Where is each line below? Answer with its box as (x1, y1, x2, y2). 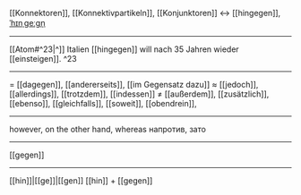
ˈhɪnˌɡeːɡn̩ (9, 18, 47, 28)
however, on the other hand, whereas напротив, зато (9, 124, 206, 134)
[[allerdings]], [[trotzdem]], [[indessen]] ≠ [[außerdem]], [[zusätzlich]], (9, 89, 270, 99)
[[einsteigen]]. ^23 (9, 54, 78, 64)
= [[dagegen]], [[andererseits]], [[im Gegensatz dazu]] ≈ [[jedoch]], (9, 80, 259, 89)
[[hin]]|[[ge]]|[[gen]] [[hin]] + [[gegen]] (9, 175, 153, 186)
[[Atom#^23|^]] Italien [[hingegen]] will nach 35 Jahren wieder (9, 44, 239, 55)
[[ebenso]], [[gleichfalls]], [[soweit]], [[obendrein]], (9, 98, 197, 108)
